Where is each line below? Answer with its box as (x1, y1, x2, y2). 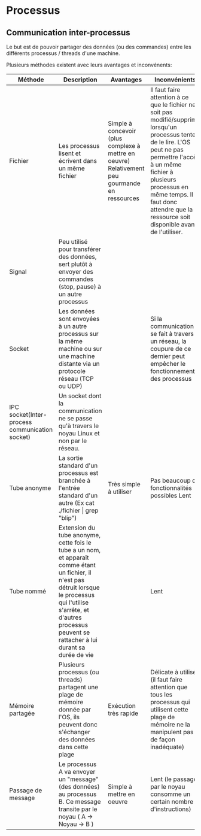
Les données (58, 307, 95, 315)
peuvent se (58, 628, 90, 637)
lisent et (58, 149, 81, 157)
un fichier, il (58, 568, 92, 577)
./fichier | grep (58, 507, 99, 514)
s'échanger (58, 728, 91, 736)
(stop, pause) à (58, 283, 102, 290)
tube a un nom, (58, 546, 100, 554)
